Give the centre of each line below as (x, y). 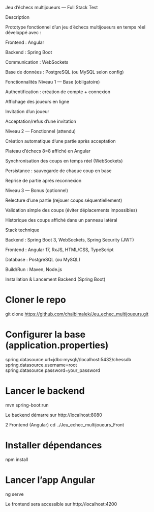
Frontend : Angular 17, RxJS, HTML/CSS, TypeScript (59, 250)
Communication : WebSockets (37, 62)
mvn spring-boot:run (27, 405)
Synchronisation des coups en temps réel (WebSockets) (64, 161)
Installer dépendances (54, 445)
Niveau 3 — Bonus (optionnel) (37, 190)
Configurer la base (45, 334)
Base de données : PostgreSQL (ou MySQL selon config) (65, 72)
